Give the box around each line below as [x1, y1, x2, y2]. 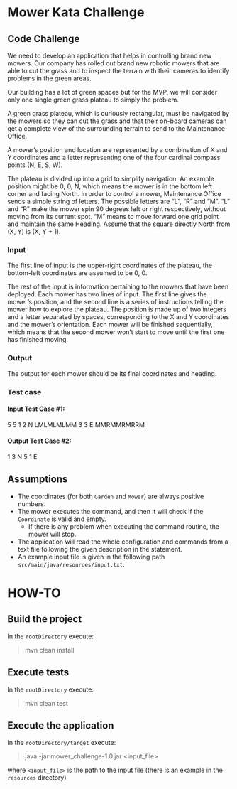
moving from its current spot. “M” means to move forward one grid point [7, 213, 219, 220]
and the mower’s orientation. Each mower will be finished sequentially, [7, 321, 213, 329]
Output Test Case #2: [7, 436, 72, 445]
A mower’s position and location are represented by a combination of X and [7, 146, 228, 154]
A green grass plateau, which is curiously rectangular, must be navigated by [7, 109, 229, 117]
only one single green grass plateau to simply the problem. [7, 95, 180, 104]
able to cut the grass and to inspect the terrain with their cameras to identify [7, 67, 230, 75]
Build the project [7, 613, 82, 626]
